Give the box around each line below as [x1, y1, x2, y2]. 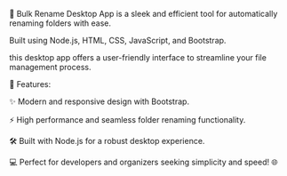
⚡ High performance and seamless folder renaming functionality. [9, 115, 246, 124]
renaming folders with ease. [9, 18, 112, 28]
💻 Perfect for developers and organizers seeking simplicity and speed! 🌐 [9, 156, 278, 167]
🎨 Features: [9, 79, 52, 89]
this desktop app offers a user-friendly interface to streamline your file [9, 52, 267, 62]
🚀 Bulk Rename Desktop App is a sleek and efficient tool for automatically [9, 9, 278, 19]
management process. [9, 62, 92, 72]
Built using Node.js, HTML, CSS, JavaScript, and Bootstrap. [9, 36, 227, 45]
